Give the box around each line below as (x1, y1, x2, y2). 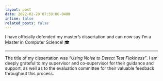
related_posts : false (5, 20, 49, 26)
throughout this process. (5, 71, 54, 77)
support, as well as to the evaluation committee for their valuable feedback (5, 65, 154, 71)
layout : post (5, 7, 32, 12)
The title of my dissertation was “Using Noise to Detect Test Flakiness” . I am (5, 55, 158, 61)
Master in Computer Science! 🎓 (5, 39, 70, 45)
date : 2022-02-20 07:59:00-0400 (5, 12, 70, 16)
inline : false (5, 16, 34, 21)
